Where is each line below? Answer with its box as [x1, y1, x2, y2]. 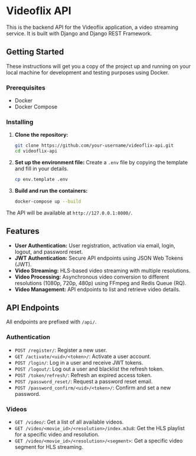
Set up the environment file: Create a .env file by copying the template [14, 159, 188, 166]
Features [6, 226, 40, 236]
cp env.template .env [14, 177, 68, 183]
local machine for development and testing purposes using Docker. [6, 69, 169, 76]
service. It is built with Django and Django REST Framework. [6, 29, 152, 37]
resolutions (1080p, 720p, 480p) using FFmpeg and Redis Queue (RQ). [14, 279, 187, 286]
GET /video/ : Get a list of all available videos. [14, 418, 124, 425]
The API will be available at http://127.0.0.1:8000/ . [6, 209, 133, 216]
